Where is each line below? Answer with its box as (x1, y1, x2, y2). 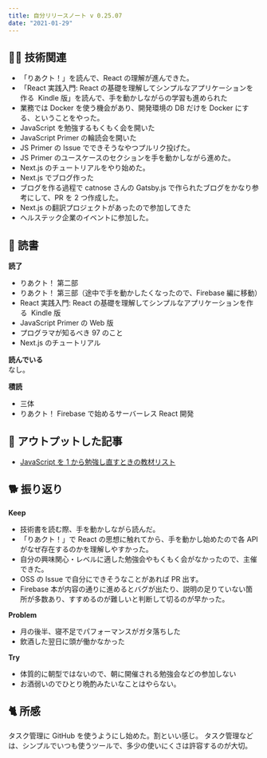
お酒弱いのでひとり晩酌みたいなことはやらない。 (19, 679, 181, 689)
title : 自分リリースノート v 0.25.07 (8, 11, 123, 20)
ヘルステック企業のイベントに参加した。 (19, 213, 153, 223)
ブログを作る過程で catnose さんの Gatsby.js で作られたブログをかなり (19, 183, 253, 192)
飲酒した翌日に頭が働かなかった (19, 636, 125, 646)
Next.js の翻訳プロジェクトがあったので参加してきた (19, 203, 191, 212)
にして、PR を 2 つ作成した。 (26, 193, 123, 203)
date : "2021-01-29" (8, 19, 73, 27)
